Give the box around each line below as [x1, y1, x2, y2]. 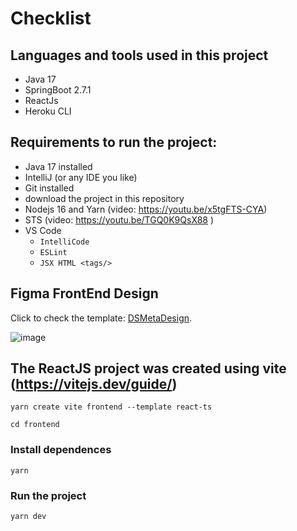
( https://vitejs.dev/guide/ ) [10, 376, 178, 393]
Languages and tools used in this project [10, 47, 269, 64]
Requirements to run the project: [10, 134, 218, 151]
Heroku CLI [24, 105, 72, 117]
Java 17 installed [24, 160, 93, 172]
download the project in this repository [24, 192, 185, 204]
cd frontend [10, 420, 60, 430]
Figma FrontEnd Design [10, 285, 159, 302]
